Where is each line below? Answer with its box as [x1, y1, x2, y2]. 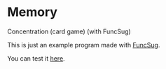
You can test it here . [7, 54, 65, 63]
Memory [7, 4, 58, 20]
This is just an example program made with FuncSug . [7, 40, 160, 49]
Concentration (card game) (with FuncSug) [7, 27, 131, 36]
